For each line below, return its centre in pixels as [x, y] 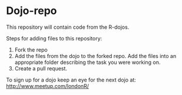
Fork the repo [31, 50]
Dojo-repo [32, 11]
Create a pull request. [41, 68]
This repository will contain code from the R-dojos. [68, 27]
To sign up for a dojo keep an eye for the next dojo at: [71, 80]
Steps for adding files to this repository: [54, 38]
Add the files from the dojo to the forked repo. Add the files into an [95, 56]
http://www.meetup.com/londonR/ [48, 86]
